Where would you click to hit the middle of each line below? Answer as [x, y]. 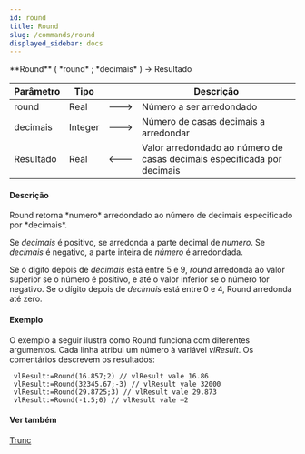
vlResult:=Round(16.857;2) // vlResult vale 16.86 [111, 376]
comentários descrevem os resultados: [83, 359]
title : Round [34, 26]
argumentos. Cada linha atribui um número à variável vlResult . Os [132, 349]
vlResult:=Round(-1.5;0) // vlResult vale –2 [101, 400]
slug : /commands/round [52, 35]
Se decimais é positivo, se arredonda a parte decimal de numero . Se [138, 243]
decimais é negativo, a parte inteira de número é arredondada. [126, 252]
